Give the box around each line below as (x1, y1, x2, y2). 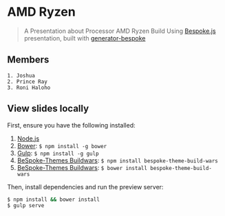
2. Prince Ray (7, 78, 48, 85)
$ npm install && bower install (7, 196, 100, 203)
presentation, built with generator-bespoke (23, 34, 146, 42)
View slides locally (7, 103, 89, 115)
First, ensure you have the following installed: (7, 121, 136, 129)
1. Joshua (7, 72, 36, 79)
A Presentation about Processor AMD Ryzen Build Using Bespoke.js (23, 27, 216, 35)
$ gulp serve (7, 202, 45, 209)
